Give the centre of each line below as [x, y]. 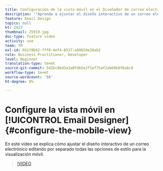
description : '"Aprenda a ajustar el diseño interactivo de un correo [78, 14]
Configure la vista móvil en [60, 110]
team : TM [14, 46]
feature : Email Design [28, 18]
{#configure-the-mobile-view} [68, 130]
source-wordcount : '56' [29, 77]
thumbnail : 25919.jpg [27, 32]
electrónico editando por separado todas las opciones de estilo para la [76, 149]
